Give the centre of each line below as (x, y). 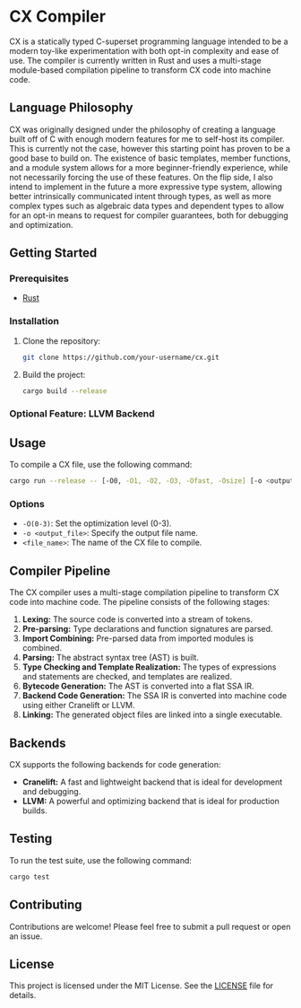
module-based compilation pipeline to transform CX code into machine (140, 70)
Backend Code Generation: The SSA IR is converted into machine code (155, 696)
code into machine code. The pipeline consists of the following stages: (140, 602)
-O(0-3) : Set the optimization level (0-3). (97, 523)
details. (23, 995)
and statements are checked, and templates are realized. (127, 677)
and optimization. (41, 224)
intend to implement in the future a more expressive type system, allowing (146, 187)
